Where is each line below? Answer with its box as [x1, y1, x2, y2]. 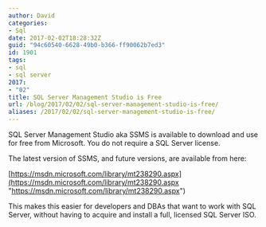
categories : [8, 19, 48, 27]
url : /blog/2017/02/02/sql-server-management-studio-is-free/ [8, 100, 219, 108]
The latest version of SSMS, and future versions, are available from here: [8, 154, 247, 163]
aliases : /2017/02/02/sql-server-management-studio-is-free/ [8, 108, 216, 116]
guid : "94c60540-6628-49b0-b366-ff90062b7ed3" [8, 41, 166, 49]
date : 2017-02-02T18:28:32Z [8, 33, 102, 42]
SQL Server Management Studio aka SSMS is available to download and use [8, 130, 259, 139]
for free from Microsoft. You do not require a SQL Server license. [8, 139, 221, 147]
